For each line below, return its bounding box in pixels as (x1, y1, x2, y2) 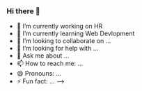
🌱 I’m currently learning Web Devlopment (16, 29, 135, 38)
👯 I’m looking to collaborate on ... (16, 37, 111, 45)
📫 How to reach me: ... (16, 59, 84, 68)
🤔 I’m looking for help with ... (16, 44, 99, 53)
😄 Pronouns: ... (16, 69, 62, 78)
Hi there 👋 (6, 6, 41, 16)
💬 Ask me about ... (16, 51, 70, 60)
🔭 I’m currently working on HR (16, 22, 103, 31)
